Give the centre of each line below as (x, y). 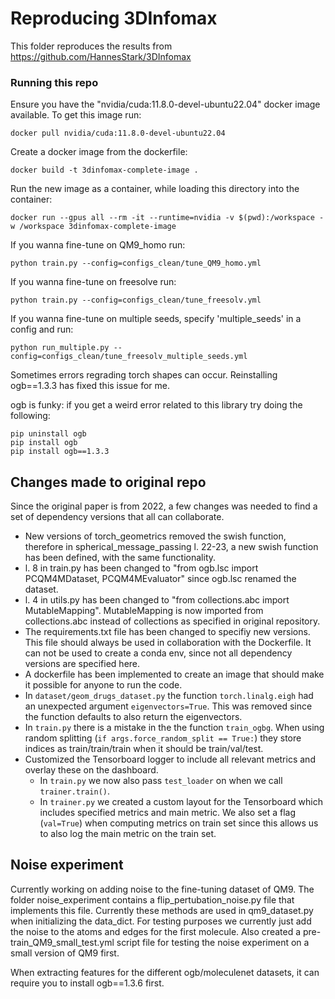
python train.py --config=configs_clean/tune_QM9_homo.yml (136, 263)
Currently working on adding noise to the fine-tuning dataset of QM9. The (162, 889)
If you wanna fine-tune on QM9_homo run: (98, 245)
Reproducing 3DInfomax (114, 18)
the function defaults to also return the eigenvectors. (133, 717)
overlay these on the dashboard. (91, 770)
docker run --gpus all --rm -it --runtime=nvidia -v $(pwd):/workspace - (167, 218)
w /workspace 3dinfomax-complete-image (93, 227)
